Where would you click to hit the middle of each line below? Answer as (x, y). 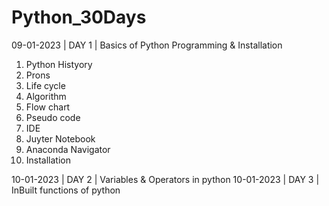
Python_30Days (79, 17)
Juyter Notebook (60, 138)
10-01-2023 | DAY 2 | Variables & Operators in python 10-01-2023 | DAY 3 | (165, 179)
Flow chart (48, 107)
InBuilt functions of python (66, 190)
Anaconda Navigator (68, 149)
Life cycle (45, 85)
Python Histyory (59, 64)
